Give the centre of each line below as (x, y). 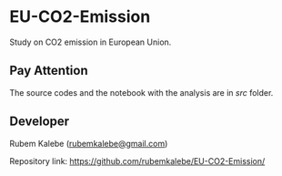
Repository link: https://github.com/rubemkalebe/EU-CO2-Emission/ (137, 160)
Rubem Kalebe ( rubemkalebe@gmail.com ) (89, 143)
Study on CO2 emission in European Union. (91, 42)
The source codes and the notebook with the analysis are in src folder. (141, 92)
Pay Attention (49, 71)
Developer (40, 122)
